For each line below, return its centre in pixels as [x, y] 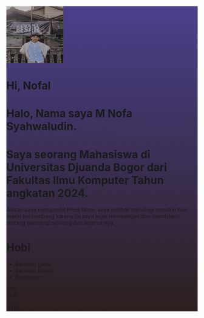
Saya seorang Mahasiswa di [78, 154]
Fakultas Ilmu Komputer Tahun [85, 180]
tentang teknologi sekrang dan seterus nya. [61, 223]
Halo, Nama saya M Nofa [70, 113]
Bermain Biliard [34, 271]
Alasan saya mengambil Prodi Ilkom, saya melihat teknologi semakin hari [97, 210]
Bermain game [33, 264]
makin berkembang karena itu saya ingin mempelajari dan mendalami [93, 216]
